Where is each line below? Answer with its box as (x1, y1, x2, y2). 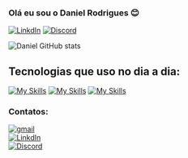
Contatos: (8, 106, 49, 118)
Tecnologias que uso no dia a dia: (8, 64, 181, 78)
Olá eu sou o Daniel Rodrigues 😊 (8, 7, 139, 19)
